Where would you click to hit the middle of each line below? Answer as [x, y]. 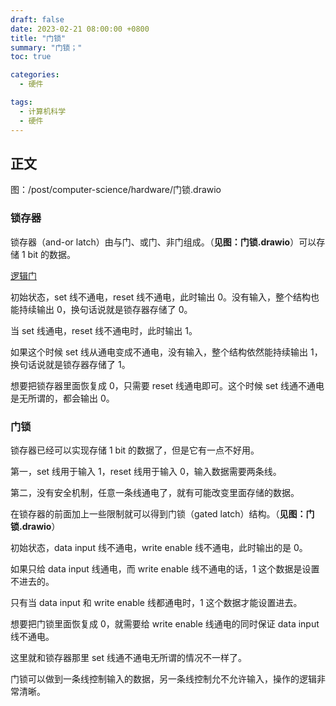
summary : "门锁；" [46, 47]
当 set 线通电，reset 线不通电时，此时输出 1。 [104, 330]
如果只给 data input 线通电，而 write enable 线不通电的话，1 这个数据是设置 [165, 568]
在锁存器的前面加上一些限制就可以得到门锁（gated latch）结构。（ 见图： [158, 513]
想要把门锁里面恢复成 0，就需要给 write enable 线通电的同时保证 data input [165, 623]
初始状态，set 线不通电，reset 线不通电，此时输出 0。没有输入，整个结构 [161, 297]
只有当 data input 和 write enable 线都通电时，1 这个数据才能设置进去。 [156, 602]
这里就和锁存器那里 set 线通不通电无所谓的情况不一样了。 [129, 657]
